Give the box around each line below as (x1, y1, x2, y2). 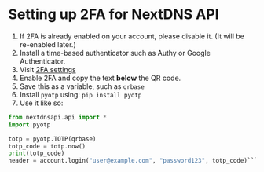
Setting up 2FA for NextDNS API (8, 5, 219, 24)
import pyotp (8, 120, 51, 129)
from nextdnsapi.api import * (8, 113, 108, 121)
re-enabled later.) (19, 39, 76, 49)
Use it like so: (19, 98, 64, 108)
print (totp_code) (8, 149, 65, 158)
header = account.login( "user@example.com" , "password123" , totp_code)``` (8, 157, 258, 165)
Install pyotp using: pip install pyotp (19, 90, 142, 99)
